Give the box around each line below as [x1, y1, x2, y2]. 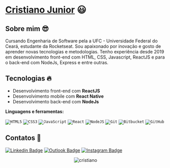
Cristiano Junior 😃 [5, 4, 87, 16]
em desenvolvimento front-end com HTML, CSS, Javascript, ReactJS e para [5, 54, 165, 60]
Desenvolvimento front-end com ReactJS [12, 88, 100, 94]
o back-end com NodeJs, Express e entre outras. [5, 60, 108, 65]
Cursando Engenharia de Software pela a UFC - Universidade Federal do [5, 38, 158, 44]
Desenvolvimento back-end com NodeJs [12, 98, 99, 104]
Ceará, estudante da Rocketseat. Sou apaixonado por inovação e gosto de [5, 43, 161, 49]
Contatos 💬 [5, 134, 42, 143]
